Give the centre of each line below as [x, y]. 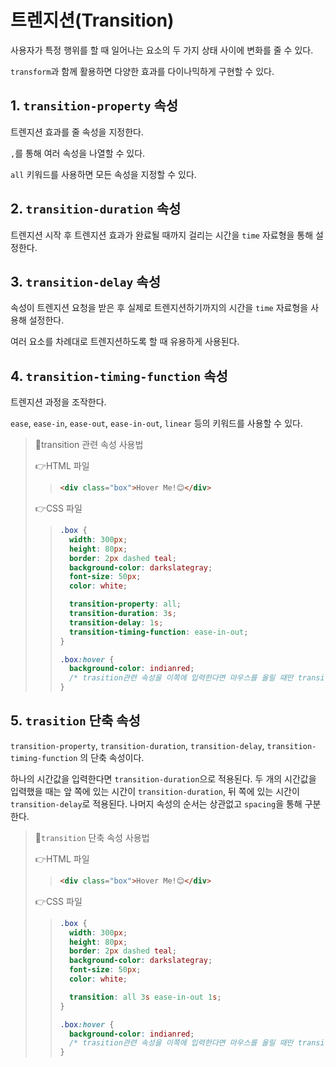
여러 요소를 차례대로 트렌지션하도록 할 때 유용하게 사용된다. [125, 342]
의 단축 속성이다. [112, 757]
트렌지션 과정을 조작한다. [58, 402]
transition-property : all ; [125, 604]
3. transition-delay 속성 [85, 281]
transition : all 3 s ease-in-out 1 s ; [145, 997]
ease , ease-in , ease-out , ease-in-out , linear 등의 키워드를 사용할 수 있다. [156, 423]
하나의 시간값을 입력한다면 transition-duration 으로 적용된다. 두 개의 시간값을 [163, 778]
